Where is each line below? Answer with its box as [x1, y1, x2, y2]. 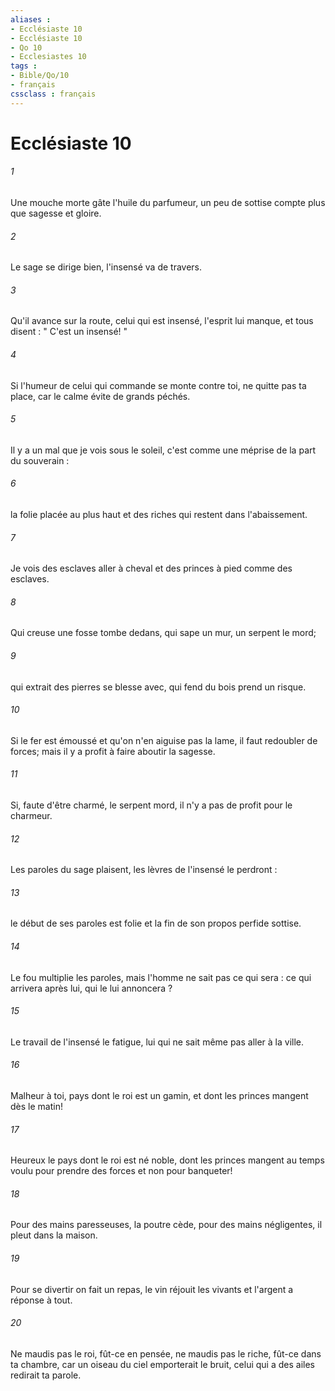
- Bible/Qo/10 [10, 71, 70, 81]
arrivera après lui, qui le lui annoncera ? [10, 982, 173, 994]
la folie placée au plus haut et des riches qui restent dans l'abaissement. [10, 509, 308, 521]
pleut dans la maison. [10, 1229, 98, 1241]
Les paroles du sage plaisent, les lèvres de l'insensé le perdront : [10, 864, 278, 876]
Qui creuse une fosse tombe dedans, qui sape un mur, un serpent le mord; [10, 627, 317, 639]
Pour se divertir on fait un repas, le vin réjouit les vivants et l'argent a [10, 1283, 294, 1295]
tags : [10, 61, 38, 71]
